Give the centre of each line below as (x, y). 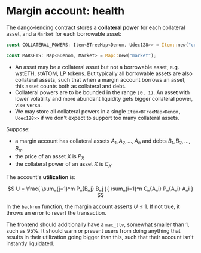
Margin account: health (66, 11)
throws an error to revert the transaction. (56, 212)
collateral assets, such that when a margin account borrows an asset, (100, 79)
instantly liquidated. (31, 243)
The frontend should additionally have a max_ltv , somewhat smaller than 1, (98, 224)
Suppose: (18, 129)
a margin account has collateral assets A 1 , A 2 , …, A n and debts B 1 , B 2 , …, (103, 141)
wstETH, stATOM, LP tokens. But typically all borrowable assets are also (103, 73)
